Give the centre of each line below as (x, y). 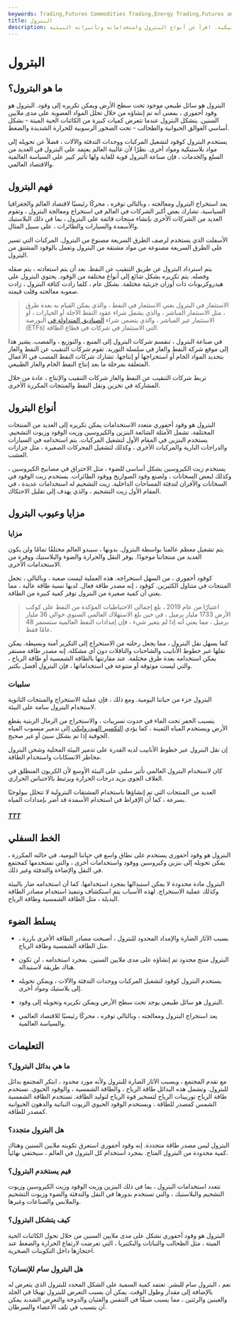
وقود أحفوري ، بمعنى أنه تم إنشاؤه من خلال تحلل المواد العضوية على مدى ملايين (112, 113)
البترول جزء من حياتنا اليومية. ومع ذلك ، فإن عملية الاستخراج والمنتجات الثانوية (110, 699)
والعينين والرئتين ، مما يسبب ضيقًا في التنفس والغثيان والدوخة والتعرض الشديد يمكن (118, 1300)
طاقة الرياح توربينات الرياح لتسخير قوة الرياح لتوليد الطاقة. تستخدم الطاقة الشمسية (118, 1096)
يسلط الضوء (32, 921)
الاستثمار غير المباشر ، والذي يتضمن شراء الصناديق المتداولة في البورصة (120, 320)
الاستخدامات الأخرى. (35, 564)
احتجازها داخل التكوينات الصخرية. (51, 1250)
